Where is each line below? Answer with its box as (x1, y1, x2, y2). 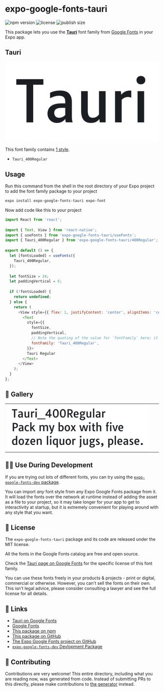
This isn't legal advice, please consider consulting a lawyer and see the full (5, 586, 156, 591)
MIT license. (5, 542, 30, 548)
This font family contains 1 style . (5, 146, 70, 152)
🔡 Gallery (5, 390, 34, 399)
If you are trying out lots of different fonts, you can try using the (5, 474, 133, 480)
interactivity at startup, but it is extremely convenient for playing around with (5, 504, 159, 510)
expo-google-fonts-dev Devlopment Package (12, 644, 102, 650)
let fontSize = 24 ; (9, 274, 49, 279)
